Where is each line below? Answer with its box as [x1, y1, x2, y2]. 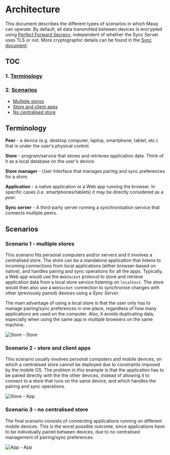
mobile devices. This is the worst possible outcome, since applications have [5, 423, 165, 429]
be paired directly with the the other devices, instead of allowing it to [5, 372, 150, 379]
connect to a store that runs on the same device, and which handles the [5, 378, 156, 384]
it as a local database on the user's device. [5, 158, 95, 165]
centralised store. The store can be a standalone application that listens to [5, 258, 161, 264]
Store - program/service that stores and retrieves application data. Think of [5, 153, 164, 159]
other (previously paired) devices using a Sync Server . [5, 290, 120, 296]
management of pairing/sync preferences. [5, 434, 94, 440]
